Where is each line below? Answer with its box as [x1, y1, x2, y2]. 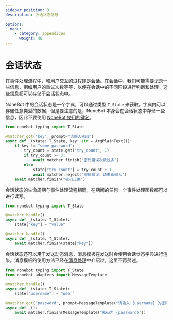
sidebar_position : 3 [5, 7, 50, 13]
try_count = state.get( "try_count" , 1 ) [24, 148, 110, 153]
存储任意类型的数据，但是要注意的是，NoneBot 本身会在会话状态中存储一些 [5, 107, 165, 114]
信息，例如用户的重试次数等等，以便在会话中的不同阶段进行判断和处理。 [9, 84, 163, 90]
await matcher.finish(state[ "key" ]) [14, 241, 94, 246]
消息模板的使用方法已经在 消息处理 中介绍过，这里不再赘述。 [14, 257, 141, 263]
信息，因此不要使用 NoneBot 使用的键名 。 [5, 114, 94, 120]
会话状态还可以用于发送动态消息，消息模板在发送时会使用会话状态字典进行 [5, 251, 163, 257]
